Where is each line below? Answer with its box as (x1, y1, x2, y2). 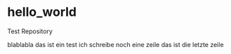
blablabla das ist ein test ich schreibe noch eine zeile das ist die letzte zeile (7, 40, 224, 48)
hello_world (7, 4, 77, 20)
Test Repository (7, 27, 53, 35)
